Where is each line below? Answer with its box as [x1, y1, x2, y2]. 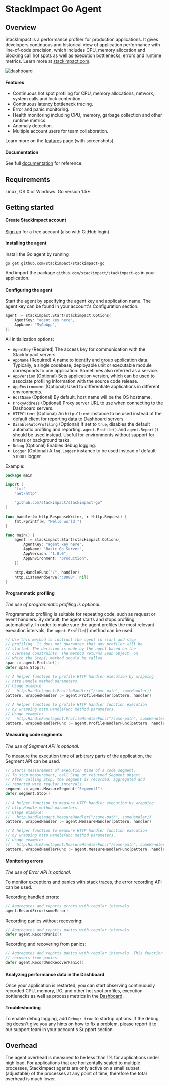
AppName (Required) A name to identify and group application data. [12, 357, 149, 363]
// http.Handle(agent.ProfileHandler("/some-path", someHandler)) [5, 688, 152, 694]
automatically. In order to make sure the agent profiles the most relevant [5, 621, 154, 628]
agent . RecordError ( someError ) [5, 908, 69, 913]
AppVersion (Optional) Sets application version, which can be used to [12, 373, 155, 379]
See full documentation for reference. [5, 160, 83, 166]
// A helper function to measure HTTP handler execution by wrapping [5, 800, 154, 805]
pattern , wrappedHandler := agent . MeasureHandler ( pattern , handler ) [5, 819, 152, 824]
